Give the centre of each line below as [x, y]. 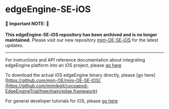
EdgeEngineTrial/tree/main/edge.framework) [51, 91]
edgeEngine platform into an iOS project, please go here [63, 65]
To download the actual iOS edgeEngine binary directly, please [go [74, 75]
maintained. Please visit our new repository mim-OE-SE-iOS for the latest [82, 40]
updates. [14, 45]
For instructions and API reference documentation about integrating [75, 60]
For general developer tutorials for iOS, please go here [62, 101]
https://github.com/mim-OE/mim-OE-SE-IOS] [54, 80]
